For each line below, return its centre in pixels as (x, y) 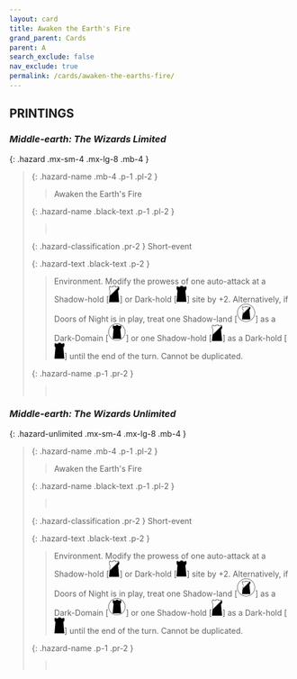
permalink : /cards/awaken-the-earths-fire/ (92, 77)
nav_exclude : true (44, 67)
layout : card (34, 19)
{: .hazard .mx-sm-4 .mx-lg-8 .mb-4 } (79, 158)
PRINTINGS (42, 114)
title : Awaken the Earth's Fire (70, 28)
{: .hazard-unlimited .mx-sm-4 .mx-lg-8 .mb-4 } (98, 433)
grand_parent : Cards (48, 38)
